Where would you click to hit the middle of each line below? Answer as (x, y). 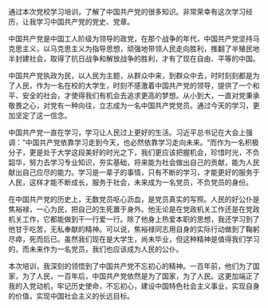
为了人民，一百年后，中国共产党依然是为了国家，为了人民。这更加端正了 (141, 276)
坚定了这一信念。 (43, 115)
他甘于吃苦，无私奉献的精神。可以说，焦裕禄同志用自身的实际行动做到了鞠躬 (134, 229)
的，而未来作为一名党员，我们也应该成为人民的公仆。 (96, 249)
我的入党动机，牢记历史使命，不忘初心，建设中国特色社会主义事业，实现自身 (134, 286)
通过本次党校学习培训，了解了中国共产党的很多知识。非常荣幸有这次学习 (127, 12)
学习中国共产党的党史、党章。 (85, 22)
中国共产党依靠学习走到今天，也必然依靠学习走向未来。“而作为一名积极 (142, 142)
